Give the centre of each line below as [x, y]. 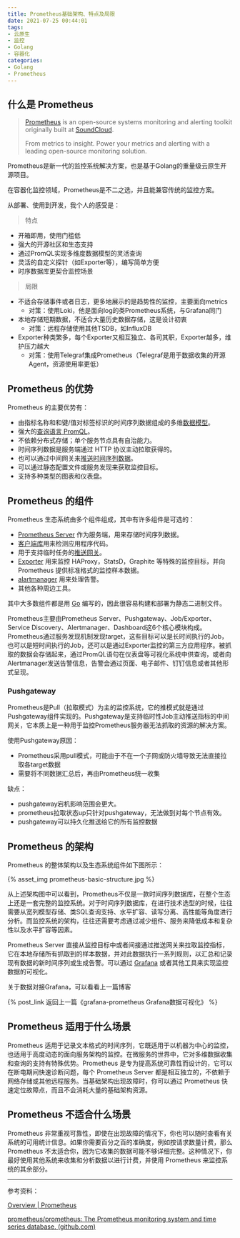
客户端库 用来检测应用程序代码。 [65, 543]
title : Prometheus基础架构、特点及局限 [61, 14]
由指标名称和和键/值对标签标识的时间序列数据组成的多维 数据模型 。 [116, 423]
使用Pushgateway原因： [43, 741]
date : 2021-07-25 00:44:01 [47, 21]
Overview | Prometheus [42, 1205]
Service [19, 627]
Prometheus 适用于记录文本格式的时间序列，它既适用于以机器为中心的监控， [120, 1045]
